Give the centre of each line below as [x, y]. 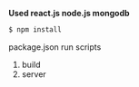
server [34, 74]
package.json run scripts [55, 47]
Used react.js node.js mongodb [69, 13]
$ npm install [35, 30]
